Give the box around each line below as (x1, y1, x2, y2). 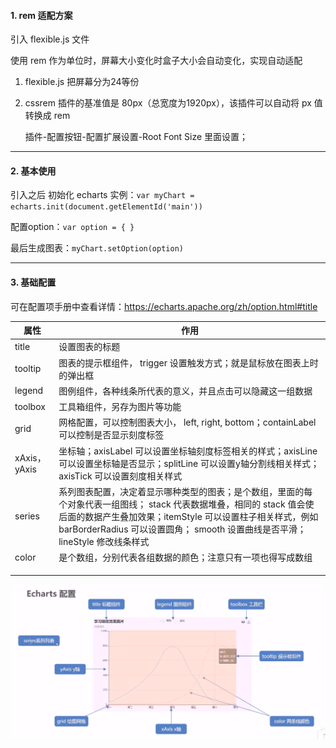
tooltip (14, 363, 42, 375)
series (14, 510, 40, 522)
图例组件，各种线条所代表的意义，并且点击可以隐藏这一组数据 (58, 385, 313, 397)
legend (14, 385, 44, 397)
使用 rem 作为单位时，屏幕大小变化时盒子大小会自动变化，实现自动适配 (10, 55, 303, 67)
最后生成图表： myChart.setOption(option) (10, 242, 184, 254)
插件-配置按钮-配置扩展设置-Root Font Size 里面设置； (24, 131, 249, 143)
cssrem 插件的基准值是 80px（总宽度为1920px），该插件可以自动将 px (24, 97, 312, 109)
